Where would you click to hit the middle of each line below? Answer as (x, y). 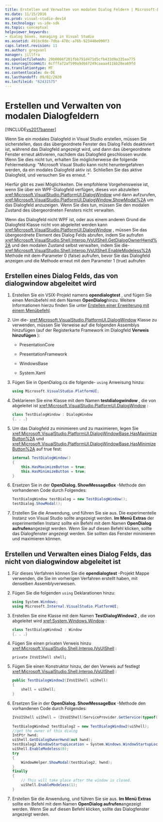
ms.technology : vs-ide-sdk (32, 23)
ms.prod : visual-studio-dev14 (36, 18)
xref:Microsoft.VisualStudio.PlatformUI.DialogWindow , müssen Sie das (76, 230)
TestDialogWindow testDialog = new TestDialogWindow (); (70, 499)
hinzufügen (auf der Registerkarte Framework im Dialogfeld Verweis (80, 330)
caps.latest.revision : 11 (31, 46)
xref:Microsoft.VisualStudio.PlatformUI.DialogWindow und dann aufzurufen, (81, 194)
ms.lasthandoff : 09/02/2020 (33, 77)
